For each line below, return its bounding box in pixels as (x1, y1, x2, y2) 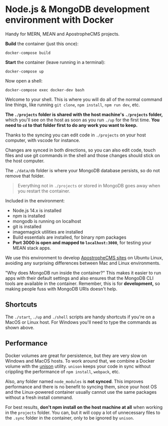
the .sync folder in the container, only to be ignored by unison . (5, 414, 134, 421)
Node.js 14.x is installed (12, 207, 62, 214)
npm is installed (12, 212, 45, 219)
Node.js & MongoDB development (5, 4, 150, 15)
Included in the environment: (5, 197, 65, 203)
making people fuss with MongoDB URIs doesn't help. (5, 286, 118, 292)
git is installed (12, 223, 42, 230)
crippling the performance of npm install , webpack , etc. (5, 369, 120, 375)
